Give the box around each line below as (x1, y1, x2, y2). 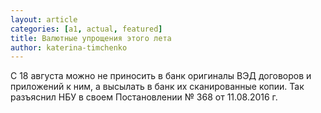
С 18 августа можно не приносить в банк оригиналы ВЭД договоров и (10, 70, 312, 82)
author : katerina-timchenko (10, 42, 128, 53)
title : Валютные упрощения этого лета (10, 33, 172, 43)
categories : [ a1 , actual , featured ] (10, 24, 163, 34)
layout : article (10, 14, 78, 25)
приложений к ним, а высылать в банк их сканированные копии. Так (10, 81, 305, 93)
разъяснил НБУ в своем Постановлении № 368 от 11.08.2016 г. (10, 91, 278, 103)
